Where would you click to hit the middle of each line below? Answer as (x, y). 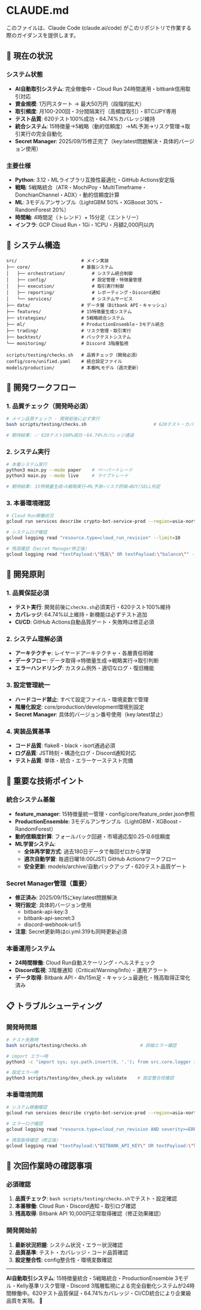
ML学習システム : (35, 844)
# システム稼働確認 (27, 1108)
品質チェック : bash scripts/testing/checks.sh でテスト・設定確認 (96, 1199)
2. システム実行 (28, 452)
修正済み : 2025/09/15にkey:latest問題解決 (66, 897)
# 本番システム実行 (27, 465)
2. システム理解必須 (34, 639)
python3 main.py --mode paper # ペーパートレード (70, 470)
